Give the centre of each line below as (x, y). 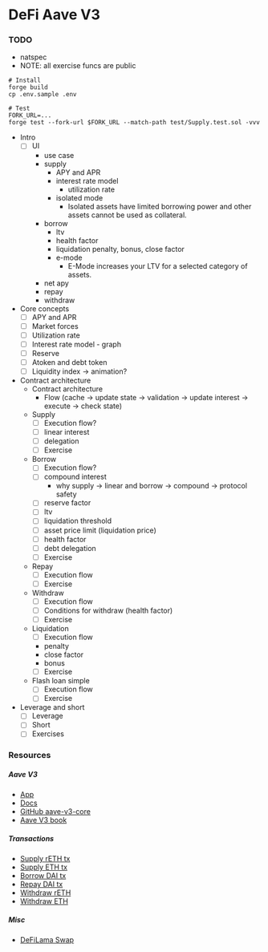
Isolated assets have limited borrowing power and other (160, 206)
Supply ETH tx (44, 867)
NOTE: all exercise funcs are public (78, 66)
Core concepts (45, 308)
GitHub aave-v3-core (55, 812)
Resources (30, 756)
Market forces (55, 326)
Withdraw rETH (45, 893)
